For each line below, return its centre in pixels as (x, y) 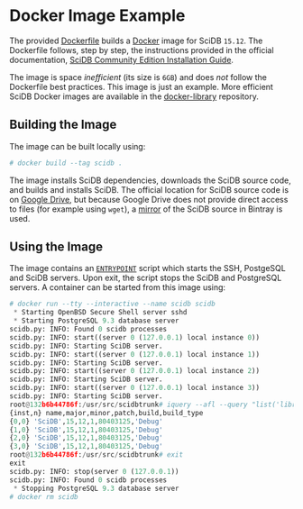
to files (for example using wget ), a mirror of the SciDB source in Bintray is (146, 209)
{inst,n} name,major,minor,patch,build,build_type (106, 413)
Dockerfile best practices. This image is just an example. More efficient (141, 86)
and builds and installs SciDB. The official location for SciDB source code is (149, 189)
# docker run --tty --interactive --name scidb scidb (113, 304)
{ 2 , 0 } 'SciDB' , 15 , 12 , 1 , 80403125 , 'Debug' (87, 438)
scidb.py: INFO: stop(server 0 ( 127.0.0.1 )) (94, 471)
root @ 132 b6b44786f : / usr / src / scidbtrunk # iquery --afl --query (129, 404)
